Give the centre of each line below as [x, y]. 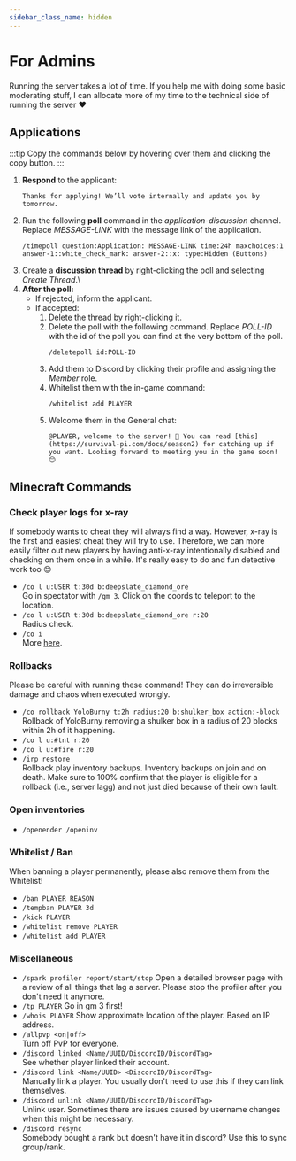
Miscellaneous [41, 958]
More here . [42, 643]
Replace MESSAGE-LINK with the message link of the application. [141, 230]
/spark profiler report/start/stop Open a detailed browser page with [152, 978]
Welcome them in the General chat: [112, 421]
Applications [45, 132]
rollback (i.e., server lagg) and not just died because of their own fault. [150, 787]
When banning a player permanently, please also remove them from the [140, 871]
